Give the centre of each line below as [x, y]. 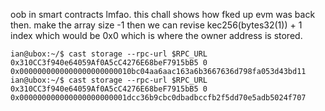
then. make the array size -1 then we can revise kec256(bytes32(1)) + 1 [156, 25]
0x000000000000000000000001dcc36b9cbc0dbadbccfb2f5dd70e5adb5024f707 [158, 98]
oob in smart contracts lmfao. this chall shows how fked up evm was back [163, 14]
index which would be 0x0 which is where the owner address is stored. [156, 35]
